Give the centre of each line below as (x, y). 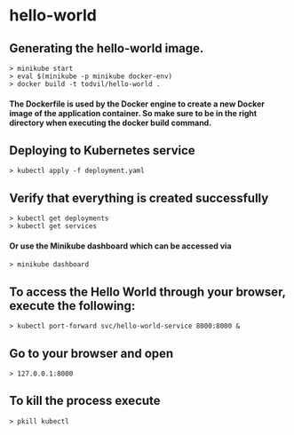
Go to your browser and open (91, 353)
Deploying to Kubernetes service (102, 150)
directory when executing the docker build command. (111, 123)
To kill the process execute (85, 401)
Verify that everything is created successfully (139, 198)
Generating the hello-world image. (107, 48)
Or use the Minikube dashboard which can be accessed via (121, 246)
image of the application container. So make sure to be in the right (133, 113)
